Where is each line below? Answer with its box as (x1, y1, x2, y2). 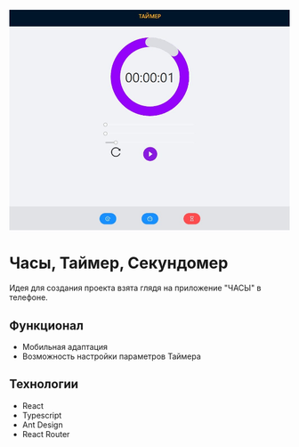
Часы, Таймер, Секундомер (9, 253, 229, 273)
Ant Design (21, 419, 64, 430)
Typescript (21, 410, 62, 420)
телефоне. (9, 292, 49, 303)
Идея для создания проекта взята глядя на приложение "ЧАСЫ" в (9, 282, 262, 294)
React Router (21, 428, 70, 439)
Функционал (9, 318, 85, 333)
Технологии (9, 377, 78, 392)
